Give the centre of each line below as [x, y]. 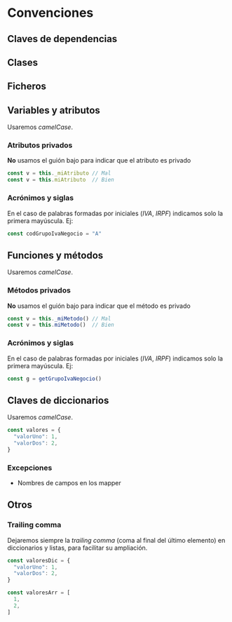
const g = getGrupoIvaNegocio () [54, 379]
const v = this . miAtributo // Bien [61, 180]
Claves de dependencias [62, 39]
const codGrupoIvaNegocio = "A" [54, 234]
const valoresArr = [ [39, 593]
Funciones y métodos [55, 255]
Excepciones [30, 468]
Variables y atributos [54, 110]
